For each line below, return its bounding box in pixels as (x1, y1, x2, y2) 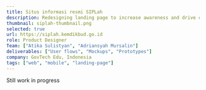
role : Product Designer (6, 37, 67, 43)
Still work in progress (6, 77, 60, 84)
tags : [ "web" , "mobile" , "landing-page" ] (6, 60, 114, 66)
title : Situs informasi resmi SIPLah (6, 9, 103, 15)
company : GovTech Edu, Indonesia (6, 54, 92, 60)
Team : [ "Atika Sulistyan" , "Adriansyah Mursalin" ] (6, 43, 139, 49)
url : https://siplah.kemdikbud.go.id (6, 32, 103, 38)
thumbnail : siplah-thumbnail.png (6, 20, 92, 26)
